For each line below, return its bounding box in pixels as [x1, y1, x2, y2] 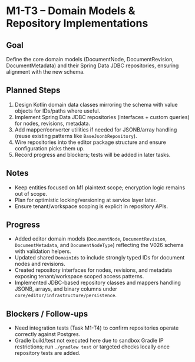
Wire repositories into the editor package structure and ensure [14, 139, 167, 146]
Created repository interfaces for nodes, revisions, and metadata [14, 266, 173, 274]
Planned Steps [6, 85, 61, 96]
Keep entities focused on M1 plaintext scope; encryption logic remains [14, 184, 186, 191]
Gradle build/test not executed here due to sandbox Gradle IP [14, 337, 164, 344]
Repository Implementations [6, 17, 148, 30]
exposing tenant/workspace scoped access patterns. [14, 273, 144, 280]
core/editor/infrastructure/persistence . [14, 292, 117, 299]
